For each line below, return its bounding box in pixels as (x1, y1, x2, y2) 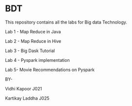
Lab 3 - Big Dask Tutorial (5, 48, 55, 53)
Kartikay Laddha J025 (5, 95, 50, 101)
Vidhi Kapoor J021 (5, 85, 43, 91)
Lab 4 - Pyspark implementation (5, 57, 70, 63)
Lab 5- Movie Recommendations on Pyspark (5, 67, 95, 73)
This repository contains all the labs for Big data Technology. (5, 19, 127, 25)
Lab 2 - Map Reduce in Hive (5, 38, 62, 44)
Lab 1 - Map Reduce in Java (5, 28, 61, 34)
